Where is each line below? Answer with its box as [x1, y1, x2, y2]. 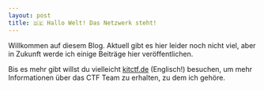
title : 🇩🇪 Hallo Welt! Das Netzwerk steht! [8, 19, 157, 27]
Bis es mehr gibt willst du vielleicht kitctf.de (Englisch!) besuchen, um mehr [8, 64, 253, 73]
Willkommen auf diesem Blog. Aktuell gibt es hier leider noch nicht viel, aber [8, 40, 256, 50]
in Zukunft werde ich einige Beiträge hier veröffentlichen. [8, 49, 194, 58]
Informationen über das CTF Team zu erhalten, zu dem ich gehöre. [8, 73, 225, 82]
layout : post [8, 11, 51, 20]
